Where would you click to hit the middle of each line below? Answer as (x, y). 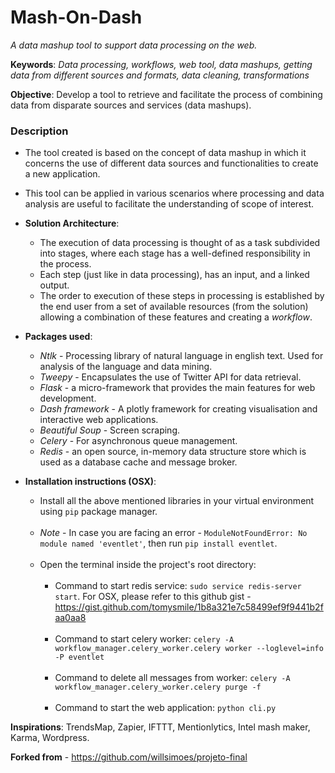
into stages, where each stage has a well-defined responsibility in (175, 253)
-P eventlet (79, 657)
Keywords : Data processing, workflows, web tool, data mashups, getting (161, 64)
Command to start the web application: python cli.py (165, 708)
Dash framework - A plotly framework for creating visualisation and (178, 409)
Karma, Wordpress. (50, 738)
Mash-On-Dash (76, 17)
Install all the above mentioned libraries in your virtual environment (177, 501)
